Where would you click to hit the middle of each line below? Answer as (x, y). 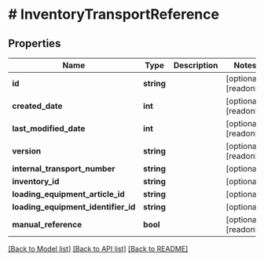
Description (196, 65)
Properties (35, 43)
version (27, 151)
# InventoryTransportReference (114, 14)
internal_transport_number (64, 169)
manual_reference (47, 225)
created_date (37, 106)
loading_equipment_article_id (69, 194)
